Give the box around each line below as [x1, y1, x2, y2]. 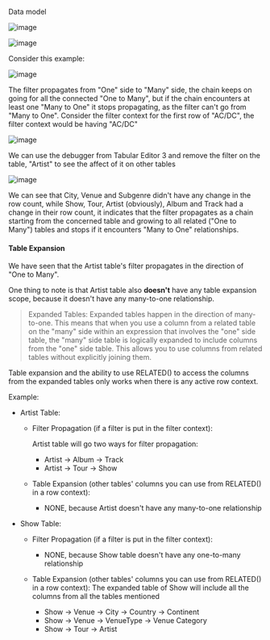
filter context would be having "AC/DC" [8, 119, 139, 128]
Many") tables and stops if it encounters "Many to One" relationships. [8, 225, 239, 234]
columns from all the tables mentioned [31, 592, 160, 601]
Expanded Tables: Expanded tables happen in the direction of [27, 310, 233, 320]
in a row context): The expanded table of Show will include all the [31, 583, 250, 592]
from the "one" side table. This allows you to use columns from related [27, 344, 263, 353]
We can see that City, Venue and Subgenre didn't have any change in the [8, 190, 251, 200]
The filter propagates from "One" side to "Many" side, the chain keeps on [8, 85, 252, 94]
